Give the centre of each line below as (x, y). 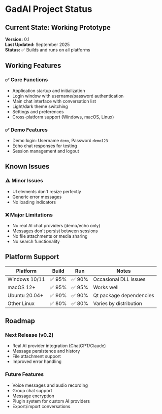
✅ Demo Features (26, 130)
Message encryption (33, 396)
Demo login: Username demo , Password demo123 (60, 140)
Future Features (25, 374)
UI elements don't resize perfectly (47, 191)
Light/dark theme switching (40, 106)
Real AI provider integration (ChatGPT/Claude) (59, 346)
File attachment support (36, 356)
